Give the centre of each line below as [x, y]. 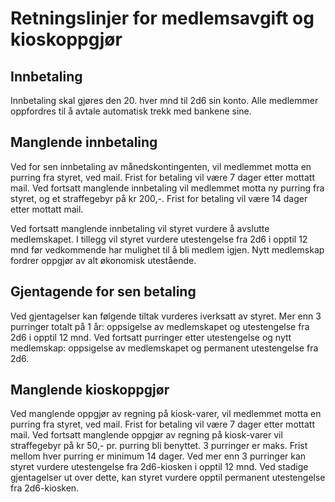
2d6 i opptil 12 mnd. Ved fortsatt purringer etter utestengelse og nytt [151, 337]
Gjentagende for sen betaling [103, 292]
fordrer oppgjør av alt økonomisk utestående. [103, 260]
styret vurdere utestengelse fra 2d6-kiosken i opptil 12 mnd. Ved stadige [159, 467]
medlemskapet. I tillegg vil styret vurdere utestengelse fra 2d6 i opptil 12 [159, 239]
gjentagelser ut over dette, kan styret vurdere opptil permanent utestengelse [168, 478]
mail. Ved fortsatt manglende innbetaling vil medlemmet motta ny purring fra [167, 188]
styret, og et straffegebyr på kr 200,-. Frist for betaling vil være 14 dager [159, 198]
